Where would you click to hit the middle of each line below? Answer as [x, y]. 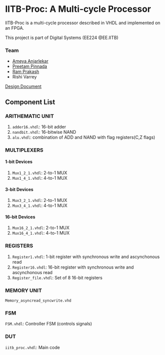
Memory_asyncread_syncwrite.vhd [38, 301]
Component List [30, 102]
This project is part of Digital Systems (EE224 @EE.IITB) [62, 38]
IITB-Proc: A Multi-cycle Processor [78, 9]
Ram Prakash [26, 72]
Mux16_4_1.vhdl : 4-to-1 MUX [41, 233]
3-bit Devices [19, 189]
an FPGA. [15, 28]
